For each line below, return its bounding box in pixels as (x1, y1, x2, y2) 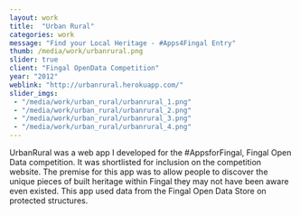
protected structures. (9, 195, 89, 206)
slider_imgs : (9, 89, 59, 98)
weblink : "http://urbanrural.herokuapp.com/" (9, 80, 183, 89)
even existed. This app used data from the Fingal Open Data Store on (9, 186, 267, 196)
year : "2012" (9, 72, 59, 81)
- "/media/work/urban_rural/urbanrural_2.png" (13, 106, 192, 115)
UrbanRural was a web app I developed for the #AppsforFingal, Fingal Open (9, 147, 292, 158)
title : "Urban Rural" (9, 22, 95, 31)
